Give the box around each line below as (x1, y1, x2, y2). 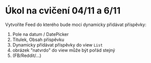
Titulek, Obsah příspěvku (12, 36, 64, 42)
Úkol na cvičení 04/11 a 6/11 (5, 5, 121, 16)
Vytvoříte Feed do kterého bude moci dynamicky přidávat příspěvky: (5, 21, 146, 27)
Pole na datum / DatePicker (12, 31, 69, 37)
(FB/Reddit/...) (12, 52, 41, 58)
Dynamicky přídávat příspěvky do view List (12, 41, 103, 47)
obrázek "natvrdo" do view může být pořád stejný (12, 47, 115, 53)
